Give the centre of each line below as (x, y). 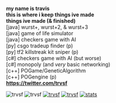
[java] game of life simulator (40, 33)
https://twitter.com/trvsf (37, 83)
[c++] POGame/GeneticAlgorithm (46, 71)
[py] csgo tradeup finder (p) (40, 46)
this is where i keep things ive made (50, 15)
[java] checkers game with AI (41, 40)
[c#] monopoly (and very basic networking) (58, 64)
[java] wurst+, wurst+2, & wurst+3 (47, 27)
